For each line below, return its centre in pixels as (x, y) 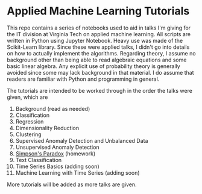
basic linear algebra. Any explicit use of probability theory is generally (93, 66)
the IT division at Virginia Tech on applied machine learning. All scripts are (99, 34)
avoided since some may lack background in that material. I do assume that (100, 72)
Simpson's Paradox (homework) (55, 153)
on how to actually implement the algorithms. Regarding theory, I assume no (101, 53)
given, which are (27, 97)
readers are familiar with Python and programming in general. (83, 79)
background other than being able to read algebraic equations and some (97, 60)
